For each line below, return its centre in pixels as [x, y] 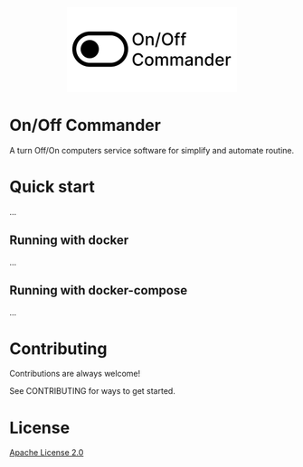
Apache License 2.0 [47, 453]
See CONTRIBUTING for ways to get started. [93, 391]
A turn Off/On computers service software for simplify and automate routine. [152, 150]
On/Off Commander [85, 126]
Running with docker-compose [99, 290]
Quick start [52, 187]
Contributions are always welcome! [75, 374]
